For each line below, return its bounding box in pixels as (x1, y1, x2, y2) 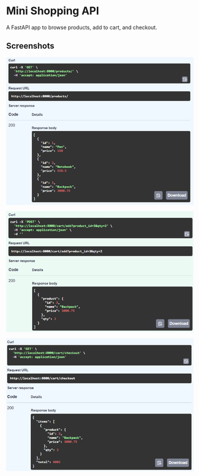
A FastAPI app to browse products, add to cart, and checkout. (6, 24, 157, 31)
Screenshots (6, 41, 55, 51)
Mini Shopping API (6, 4, 99, 18)
